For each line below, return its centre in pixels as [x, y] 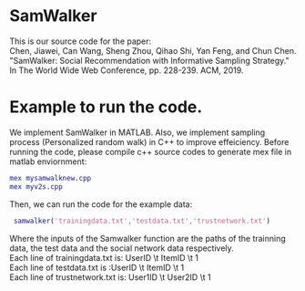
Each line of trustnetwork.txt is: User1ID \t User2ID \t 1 [110, 277]
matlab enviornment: [48, 161]
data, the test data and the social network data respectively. [122, 248]
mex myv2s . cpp [36, 187]
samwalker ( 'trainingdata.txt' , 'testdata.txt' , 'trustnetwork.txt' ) [142, 221]
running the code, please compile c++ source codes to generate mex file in [151, 151]
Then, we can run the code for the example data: [101, 204]
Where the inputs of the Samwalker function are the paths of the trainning [148, 238]
